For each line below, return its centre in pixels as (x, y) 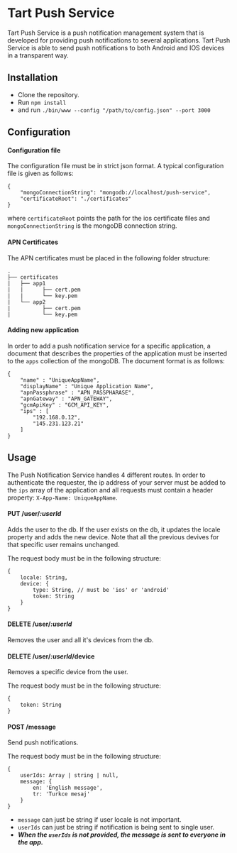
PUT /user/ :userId (34, 514)
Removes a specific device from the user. (68, 672)
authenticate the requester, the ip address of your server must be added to (116, 482)
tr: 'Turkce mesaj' (62, 794)
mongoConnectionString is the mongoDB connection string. (92, 226)
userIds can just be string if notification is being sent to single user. (116, 827)
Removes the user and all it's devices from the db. (81, 639)
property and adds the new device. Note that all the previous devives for (113, 536)
